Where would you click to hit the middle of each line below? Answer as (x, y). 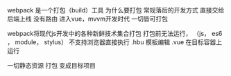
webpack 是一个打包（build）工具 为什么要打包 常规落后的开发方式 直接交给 (116, 10)
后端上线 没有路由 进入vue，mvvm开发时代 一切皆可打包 (88, 19)
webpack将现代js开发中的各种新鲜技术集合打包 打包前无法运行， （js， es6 (115, 34)
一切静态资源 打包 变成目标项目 (51, 65)
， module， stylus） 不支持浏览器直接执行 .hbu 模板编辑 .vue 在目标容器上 (115, 42)
